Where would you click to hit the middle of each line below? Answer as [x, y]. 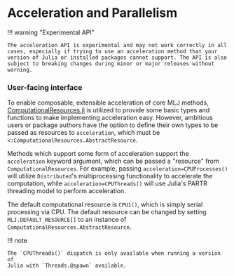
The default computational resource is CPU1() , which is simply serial [105, 204]
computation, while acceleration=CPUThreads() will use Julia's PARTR [108, 183]
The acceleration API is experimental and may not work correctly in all [117, 45]
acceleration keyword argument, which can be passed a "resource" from [113, 161]
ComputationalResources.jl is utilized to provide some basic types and [109, 110]
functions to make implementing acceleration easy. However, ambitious [110, 118]
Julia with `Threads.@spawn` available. [67, 266]
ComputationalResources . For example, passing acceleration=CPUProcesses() [118, 169]
